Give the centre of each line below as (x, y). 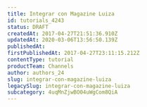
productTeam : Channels (40, 66)
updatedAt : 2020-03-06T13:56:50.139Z (63, 40)
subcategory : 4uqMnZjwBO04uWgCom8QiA (63, 92)
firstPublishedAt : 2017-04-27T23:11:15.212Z (73, 53)
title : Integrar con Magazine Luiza (61, 14)
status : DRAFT (28, 27)
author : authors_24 (36, 73)
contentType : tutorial (40, 60)
